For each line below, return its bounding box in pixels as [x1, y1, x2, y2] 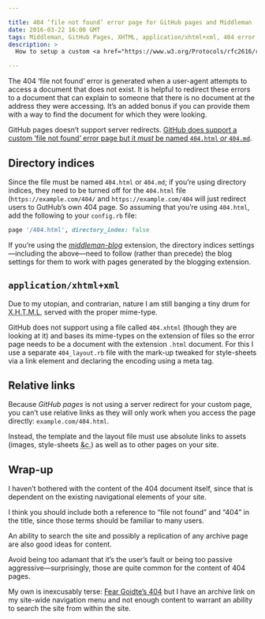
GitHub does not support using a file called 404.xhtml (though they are [8, 323, 237, 332]
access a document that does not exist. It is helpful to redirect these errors [8, 84, 251, 95]
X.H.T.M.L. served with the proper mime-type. [8, 307, 158, 316]
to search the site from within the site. [8, 604, 132, 613]
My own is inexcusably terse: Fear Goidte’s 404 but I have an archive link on [8, 587, 256, 596]
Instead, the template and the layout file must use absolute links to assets [8, 431, 247, 442]
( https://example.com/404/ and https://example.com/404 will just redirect [8, 194, 247, 203]
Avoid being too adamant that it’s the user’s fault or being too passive [8, 555, 233, 565]
